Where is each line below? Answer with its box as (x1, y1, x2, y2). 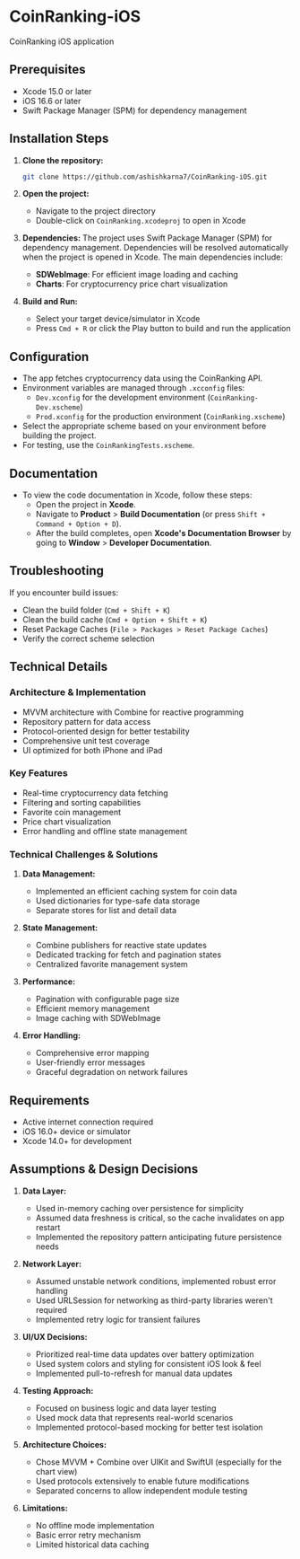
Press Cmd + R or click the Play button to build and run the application (35, 323, 291, 334)
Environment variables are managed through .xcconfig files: (21, 383, 245, 393)
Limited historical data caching (35, 1538, 150, 1550)
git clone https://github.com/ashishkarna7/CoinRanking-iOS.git (21, 172, 268, 181)
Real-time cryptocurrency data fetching (21, 788, 168, 798)
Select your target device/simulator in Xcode (35, 313, 201, 324)
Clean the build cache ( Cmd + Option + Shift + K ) (21, 613, 208, 625)
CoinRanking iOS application (9, 36, 115, 47)
